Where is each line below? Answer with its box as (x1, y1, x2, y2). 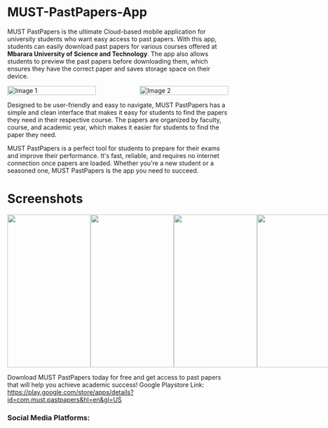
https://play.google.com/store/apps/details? (7, 387, 135, 396)
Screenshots (7, 191, 83, 207)
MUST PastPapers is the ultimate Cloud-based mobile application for (7, 27, 206, 36)
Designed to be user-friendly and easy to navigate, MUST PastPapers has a (7, 101, 226, 109)
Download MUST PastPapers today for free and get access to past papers (7, 373, 221, 381)
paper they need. (7, 130, 57, 138)
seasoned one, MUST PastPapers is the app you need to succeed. (7, 166, 199, 175)
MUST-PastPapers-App (7, 4, 147, 20)
